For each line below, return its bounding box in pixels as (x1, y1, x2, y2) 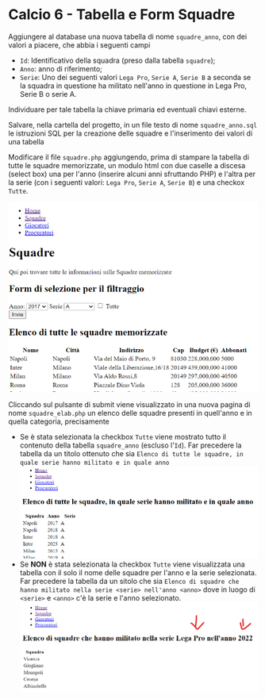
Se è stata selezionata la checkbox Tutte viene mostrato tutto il (19, 432, 226, 441)
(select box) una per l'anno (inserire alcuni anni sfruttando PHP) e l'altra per (8, 169, 256, 179)
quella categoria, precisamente (8, 417, 109, 426)
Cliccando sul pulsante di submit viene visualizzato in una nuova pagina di (8, 399, 252, 409)
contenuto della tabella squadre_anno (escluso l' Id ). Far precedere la (19, 440, 242, 450)
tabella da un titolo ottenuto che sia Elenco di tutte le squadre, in (19, 448, 244, 458)
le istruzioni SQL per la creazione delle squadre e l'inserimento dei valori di (8, 129, 253, 138)
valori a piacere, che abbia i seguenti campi (8, 40, 151, 49)
